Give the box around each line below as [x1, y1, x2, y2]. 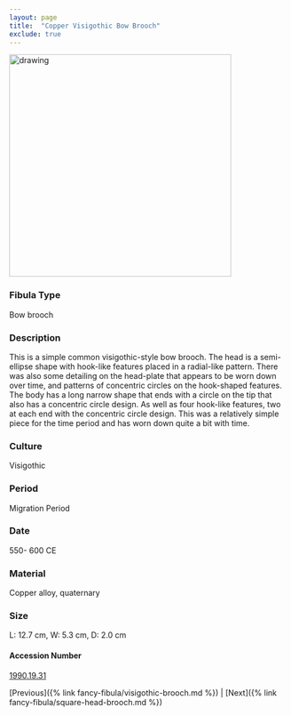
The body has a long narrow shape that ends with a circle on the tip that [9, 389, 272, 400]
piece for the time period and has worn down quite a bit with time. [9, 417, 250, 428]
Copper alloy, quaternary [9, 588, 100, 599]
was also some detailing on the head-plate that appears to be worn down [9, 370, 277, 381]
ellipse [9, 361, 34, 372]
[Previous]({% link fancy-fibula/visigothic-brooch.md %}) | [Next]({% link [9, 687, 278, 698]
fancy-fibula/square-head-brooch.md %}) [9, 696, 162, 707]
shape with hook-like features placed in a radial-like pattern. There [35, 361, 279, 372]
